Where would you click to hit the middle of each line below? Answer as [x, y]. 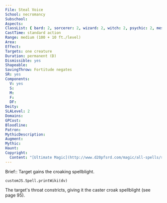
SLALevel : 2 [17, 111]
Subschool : [16, 19]
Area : [11, 42]
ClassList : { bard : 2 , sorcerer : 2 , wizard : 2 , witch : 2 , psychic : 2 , [80, 28]
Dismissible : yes [23, 61]
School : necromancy [25, 14]
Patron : [13, 130]
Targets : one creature [29, 51]
